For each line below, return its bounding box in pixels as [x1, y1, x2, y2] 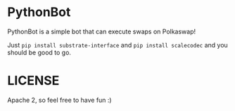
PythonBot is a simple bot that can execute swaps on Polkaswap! [7, 27, 196, 36]
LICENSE [7, 73, 60, 89]
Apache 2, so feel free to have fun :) [7, 96, 112, 104]
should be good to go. [7, 48, 72, 57]
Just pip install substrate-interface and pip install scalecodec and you [7, 40, 229, 49]
